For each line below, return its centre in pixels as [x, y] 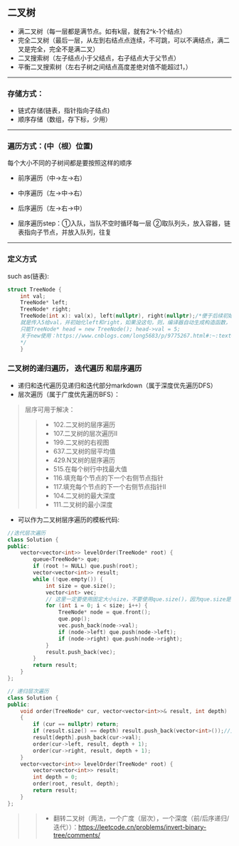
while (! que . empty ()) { [68, 579]
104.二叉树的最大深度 [84, 496]
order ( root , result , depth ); [76, 784]
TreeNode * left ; [44, 303]
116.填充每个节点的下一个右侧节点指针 [108, 478]
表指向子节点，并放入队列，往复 [64, 232]
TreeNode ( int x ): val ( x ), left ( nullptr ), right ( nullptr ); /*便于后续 [122, 316]
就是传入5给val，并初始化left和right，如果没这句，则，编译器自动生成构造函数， [126, 323]
